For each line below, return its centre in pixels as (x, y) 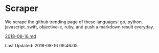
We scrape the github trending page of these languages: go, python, (74, 22)
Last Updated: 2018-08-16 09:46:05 (42, 45)
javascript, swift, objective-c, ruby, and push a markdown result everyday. (79, 26)
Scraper (22, 8)
